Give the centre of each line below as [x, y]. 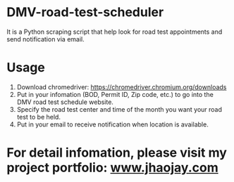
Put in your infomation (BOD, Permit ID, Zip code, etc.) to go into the [115, 94]
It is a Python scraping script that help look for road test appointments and [115, 32]
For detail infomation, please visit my [117, 153]
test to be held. [39, 117]
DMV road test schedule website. [65, 102]
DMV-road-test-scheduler [85, 12]
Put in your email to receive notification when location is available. [112, 124]
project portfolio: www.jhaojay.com [113, 168]
